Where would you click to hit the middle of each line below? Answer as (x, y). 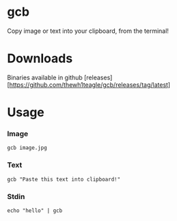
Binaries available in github (45, 77)
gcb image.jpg (27, 148)
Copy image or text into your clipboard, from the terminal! (88, 31)
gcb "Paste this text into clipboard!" (64, 179)
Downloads (40, 58)
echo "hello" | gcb (35, 210)
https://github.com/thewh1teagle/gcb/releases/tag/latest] (90, 84)
